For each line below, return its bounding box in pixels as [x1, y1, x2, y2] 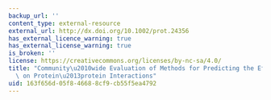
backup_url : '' [8, 11, 60, 20]
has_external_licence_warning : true [8, 34, 131, 43]
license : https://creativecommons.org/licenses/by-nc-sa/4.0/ [8, 57, 222, 65]
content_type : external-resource [8, 19, 121, 27]
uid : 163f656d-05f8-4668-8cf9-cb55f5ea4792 [8, 79, 157, 87]
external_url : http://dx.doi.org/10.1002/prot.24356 [8, 27, 190, 35]
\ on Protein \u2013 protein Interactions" [15, 72, 157, 80]
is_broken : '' [8, 49, 56, 57]
